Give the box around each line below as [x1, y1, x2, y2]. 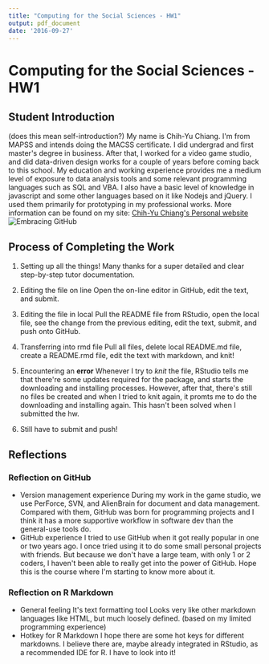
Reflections [8, 447, 67, 462]
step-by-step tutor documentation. [19, 270, 135, 279]
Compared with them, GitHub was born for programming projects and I [19, 507, 255, 516]
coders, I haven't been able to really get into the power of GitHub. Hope [19, 558, 257, 568]
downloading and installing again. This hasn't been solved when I [19, 401, 236, 410]
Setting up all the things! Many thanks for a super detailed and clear [19, 262, 245, 271]
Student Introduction [8, 110, 115, 124]
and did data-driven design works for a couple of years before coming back [8, 157, 259, 167]
